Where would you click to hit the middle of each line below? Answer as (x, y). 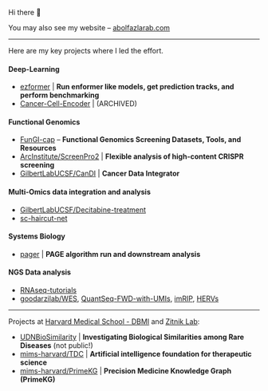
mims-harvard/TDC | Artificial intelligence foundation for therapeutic (136, 354)
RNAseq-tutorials (48, 290)
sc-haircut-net (43, 218)
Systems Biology (37, 236)
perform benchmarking (59, 95)
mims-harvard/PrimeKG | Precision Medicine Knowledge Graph (126, 371)
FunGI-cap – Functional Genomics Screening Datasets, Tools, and (130, 140)
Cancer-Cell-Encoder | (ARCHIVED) (79, 104)
